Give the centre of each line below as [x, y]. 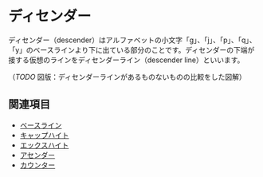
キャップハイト [44, 135]
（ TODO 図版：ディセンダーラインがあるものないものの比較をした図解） [128, 77]
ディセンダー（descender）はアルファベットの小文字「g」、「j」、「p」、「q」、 [132, 40]
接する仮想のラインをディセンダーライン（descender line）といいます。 [126, 60]
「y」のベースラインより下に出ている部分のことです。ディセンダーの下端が [131, 49]
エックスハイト [44, 145]
